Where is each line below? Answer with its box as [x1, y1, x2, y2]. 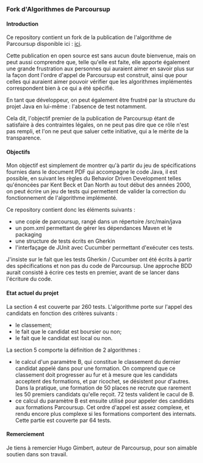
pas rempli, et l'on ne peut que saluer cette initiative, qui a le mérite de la [6, 128, 189, 135]
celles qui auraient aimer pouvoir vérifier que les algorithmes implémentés [6, 78, 193, 86]
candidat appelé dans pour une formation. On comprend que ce [15, 365, 176, 372]
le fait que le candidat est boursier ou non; [15, 328, 122, 335]
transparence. [6, 134, 41, 142]
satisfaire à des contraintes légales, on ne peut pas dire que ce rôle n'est [6, 121, 189, 128]
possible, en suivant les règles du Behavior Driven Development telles [6, 175, 182, 182]
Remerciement [6, 431, 45, 438]
